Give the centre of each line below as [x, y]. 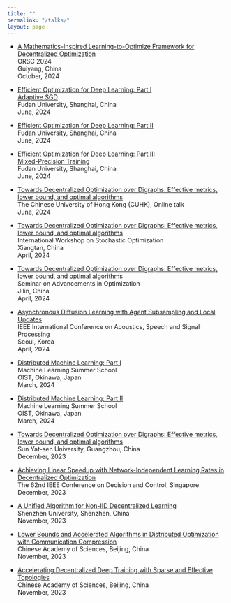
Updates [30, 319]
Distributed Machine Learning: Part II [70, 398]
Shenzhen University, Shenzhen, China [73, 514]
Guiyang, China [39, 69]
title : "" [22, 14]
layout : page [26, 27]
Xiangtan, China [40, 248]
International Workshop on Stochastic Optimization [90, 240]
